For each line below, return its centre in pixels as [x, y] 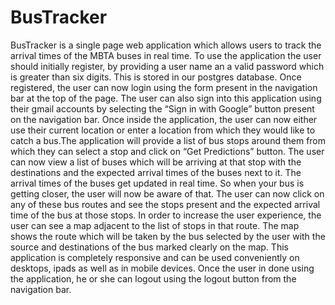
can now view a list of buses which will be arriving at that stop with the [156, 162]
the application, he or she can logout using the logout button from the [153, 278]
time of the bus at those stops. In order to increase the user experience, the [166, 215]
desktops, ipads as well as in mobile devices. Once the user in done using [162, 268]
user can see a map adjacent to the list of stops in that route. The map [155, 225]
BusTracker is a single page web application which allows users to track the [166, 45]
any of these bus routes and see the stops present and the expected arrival [165, 204]
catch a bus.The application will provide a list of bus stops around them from [168, 140]
